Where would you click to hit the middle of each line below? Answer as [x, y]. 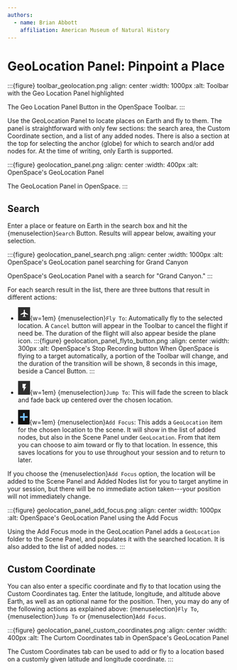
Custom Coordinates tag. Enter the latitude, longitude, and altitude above [114, 593]
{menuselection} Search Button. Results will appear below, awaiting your [112, 233]
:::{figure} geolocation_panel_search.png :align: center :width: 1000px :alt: [115, 255]
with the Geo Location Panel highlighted [66, 93]
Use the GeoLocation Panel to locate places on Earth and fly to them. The [115, 121]
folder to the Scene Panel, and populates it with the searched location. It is [116, 539]
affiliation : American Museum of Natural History [95, 30]
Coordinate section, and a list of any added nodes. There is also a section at [118, 136]
